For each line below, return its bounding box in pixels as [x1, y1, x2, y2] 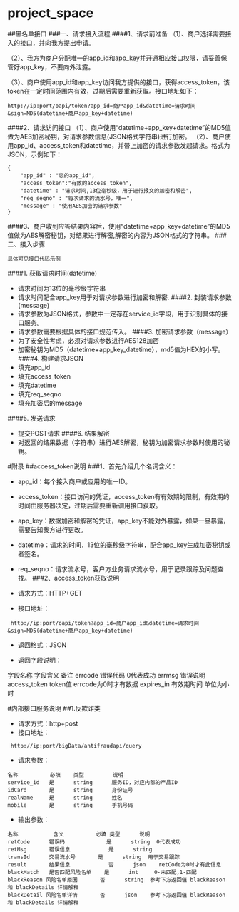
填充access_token [17, 371, 71, 380]
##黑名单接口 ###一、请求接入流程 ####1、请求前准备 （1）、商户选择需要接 [7, 29, 232, 38]
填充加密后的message [17, 399, 83, 407]
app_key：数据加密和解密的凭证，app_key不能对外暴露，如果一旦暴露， [17, 516, 230, 525]
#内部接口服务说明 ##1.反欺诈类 [7, 703, 101, 712]
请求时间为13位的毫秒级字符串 [17, 284, 106, 292]
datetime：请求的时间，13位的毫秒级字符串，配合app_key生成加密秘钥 [17, 541, 225, 549]
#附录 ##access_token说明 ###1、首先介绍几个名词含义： [7, 462, 178, 471]
